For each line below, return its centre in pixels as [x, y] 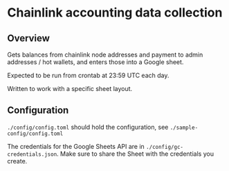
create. [17, 161]
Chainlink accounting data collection [115, 13]
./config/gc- [165, 147]
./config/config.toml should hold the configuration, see [88, 127]
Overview [29, 38]
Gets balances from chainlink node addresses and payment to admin [105, 54]
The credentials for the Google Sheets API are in [76, 146]
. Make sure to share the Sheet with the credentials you [135, 154]
